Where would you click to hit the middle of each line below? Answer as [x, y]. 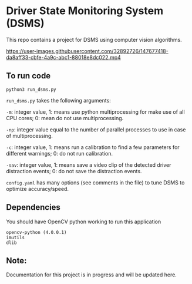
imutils [16, 237]
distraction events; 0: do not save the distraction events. [74, 171]
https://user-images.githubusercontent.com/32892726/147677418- [87, 51]
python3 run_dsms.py [31, 90]
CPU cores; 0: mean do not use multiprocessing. [65, 118]
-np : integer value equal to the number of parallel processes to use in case [96, 129]
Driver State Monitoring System [85, 11]
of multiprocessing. [29, 136]
